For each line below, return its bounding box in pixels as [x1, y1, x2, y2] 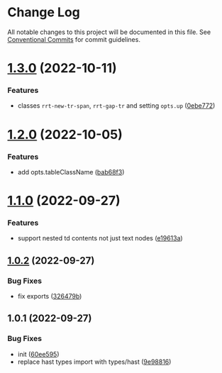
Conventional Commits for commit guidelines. [7, 35, 140, 43]
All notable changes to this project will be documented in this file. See [7, 28, 211, 36]
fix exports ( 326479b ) [17, 292, 82, 301]
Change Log [7, 4, 80, 21]
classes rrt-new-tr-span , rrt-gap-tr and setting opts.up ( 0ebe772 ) [17, 101, 216, 110]
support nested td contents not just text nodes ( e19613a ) [17, 234, 183, 243]
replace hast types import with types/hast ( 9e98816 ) [17, 357, 172, 366]
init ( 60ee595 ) [17, 350, 60, 358]
